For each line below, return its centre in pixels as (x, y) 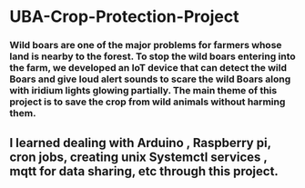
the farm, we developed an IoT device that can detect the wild (148, 68)
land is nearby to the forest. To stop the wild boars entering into (152, 56)
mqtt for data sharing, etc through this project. (144, 171)
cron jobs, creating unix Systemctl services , (138, 157)
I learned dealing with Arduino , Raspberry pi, (140, 143)
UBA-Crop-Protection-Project (124, 17)
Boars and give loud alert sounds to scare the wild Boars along (150, 79)
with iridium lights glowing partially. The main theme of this (143, 91)
